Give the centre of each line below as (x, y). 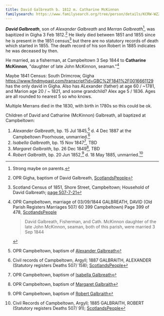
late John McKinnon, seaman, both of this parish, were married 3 (90, 227)
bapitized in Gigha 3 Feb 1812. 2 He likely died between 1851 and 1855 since (81, 34)
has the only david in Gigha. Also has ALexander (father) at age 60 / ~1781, (80, 86)
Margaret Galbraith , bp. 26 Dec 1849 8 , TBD (56, 148)
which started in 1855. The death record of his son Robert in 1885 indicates (81, 46)
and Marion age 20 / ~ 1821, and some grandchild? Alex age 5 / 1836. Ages (81, 91)
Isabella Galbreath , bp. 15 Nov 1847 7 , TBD (55, 142)
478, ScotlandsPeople (35, 212)
